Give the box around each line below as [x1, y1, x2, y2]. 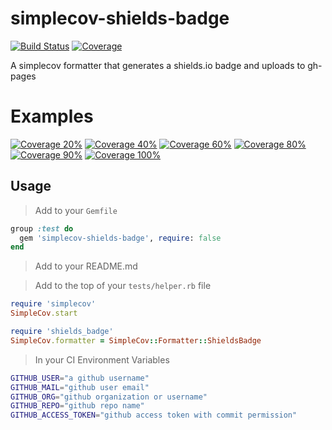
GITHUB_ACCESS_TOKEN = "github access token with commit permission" [10, 410, 298, 421]
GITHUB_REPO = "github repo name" [10, 401, 145, 411]
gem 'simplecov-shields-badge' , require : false [19, 233, 222, 243]
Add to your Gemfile [34, 204, 118, 216]
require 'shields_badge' [10, 327, 114, 337]
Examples [10, 105, 94, 128]
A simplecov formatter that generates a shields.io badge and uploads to [10, 59, 306, 71]
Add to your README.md [34, 260, 138, 272]
